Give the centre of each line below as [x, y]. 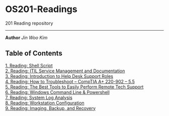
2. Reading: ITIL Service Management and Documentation [65, 71]
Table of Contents [34, 53]
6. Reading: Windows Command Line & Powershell [57, 92]
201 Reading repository [29, 23]
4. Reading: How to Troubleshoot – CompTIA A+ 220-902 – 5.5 [70, 81]
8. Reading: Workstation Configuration [45, 103]
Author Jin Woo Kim [26, 37]
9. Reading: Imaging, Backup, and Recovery [51, 108]
